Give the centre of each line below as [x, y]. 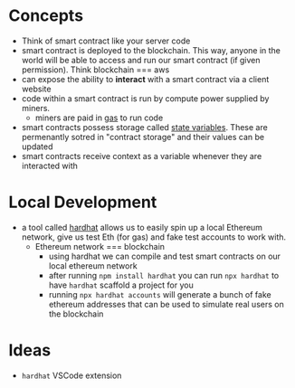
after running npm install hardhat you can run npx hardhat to [164, 275]
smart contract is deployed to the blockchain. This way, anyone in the [151, 50]
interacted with [50, 166]
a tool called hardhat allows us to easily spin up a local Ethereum [142, 227]
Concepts [46, 16]
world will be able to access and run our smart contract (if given [141, 60]
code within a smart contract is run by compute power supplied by [145, 98]
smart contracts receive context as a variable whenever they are [142, 156]
